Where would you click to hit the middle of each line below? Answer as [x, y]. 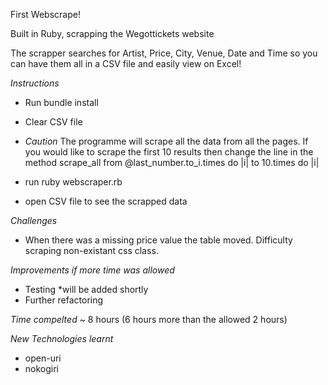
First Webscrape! [45, 14]
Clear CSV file [53, 122]
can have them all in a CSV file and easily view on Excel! [126, 63]
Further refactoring [64, 300]
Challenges [34, 220]
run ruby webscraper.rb [73, 182]
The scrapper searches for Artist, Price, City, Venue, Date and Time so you [164, 53]
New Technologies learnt [62, 338]
